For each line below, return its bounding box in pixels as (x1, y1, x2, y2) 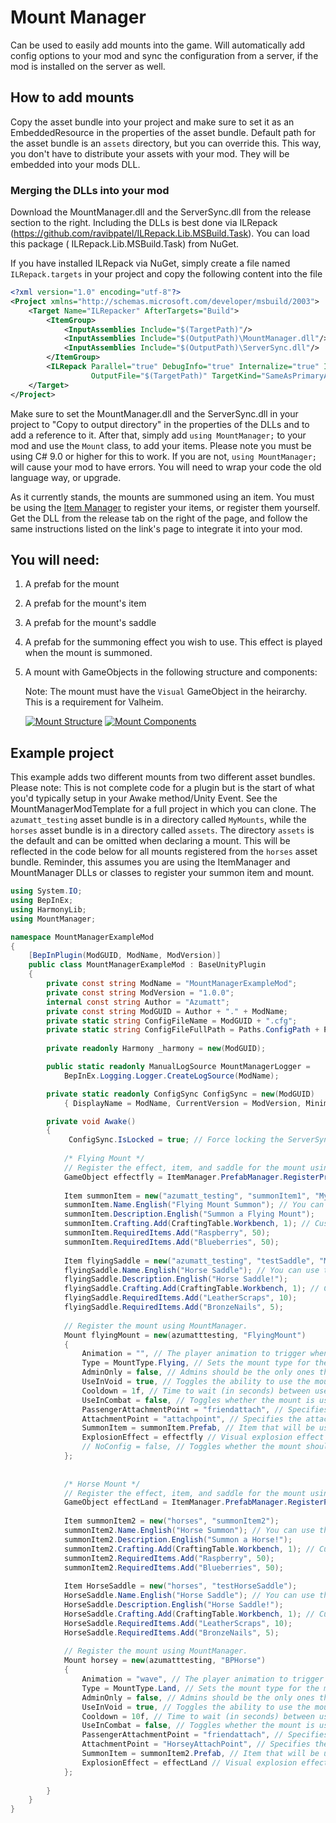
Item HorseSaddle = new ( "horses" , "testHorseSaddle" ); (63, 1581, 298, 1591)
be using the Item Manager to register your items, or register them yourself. (10, 501, 321, 513)
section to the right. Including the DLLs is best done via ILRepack (10, 217, 278, 229)
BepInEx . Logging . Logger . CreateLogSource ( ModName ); (63, 1071, 280, 1081)
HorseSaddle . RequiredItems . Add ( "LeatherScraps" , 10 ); (63, 1618, 293, 1628)
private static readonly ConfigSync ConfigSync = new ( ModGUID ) (46, 1089, 315, 1099)
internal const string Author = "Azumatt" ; (46, 997, 230, 1007)
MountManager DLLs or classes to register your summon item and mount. (10, 867, 315, 879)
